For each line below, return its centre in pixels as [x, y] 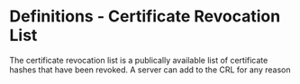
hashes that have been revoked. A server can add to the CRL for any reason [150, 70]
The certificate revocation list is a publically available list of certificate [139, 60]
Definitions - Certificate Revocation [145, 17]
